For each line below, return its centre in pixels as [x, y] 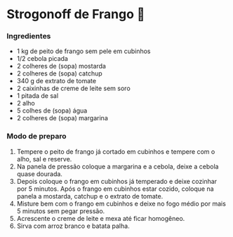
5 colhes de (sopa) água [52, 110]
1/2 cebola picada [42, 59]
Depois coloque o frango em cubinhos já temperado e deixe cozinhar [117, 181]
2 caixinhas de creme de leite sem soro [73, 88]
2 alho [26, 103]
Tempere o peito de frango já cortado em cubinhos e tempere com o [116, 151]
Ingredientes [29, 36]
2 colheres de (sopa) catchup [59, 73]
